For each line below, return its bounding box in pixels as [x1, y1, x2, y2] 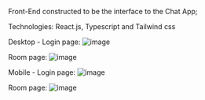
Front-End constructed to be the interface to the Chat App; [8, 7, 198, 16]
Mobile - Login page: [8, 68, 76, 77]
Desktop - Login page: [8, 37, 81, 46]
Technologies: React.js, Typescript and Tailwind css [8, 22, 176, 31]
